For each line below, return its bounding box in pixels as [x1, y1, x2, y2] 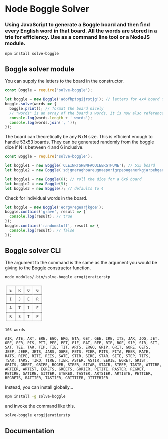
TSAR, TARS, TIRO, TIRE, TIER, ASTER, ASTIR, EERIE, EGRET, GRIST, [5, 358, 149, 363]
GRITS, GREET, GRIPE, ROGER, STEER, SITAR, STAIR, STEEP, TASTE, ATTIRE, [5, 362, 162, 368]
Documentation [5, 426, 55, 435]
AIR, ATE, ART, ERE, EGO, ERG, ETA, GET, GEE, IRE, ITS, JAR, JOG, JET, [5, 336, 160, 341]
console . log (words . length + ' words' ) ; [9, 115, 93, 120]
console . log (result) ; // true [9, 214, 72, 219]
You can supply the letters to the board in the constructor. [5, 78, 124, 84]
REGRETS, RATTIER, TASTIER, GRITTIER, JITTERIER [5, 376, 108, 381]
